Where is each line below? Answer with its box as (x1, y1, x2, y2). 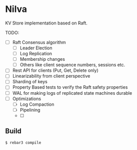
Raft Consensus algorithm (12, 39, 66, 45)
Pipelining (19, 107, 40, 113)
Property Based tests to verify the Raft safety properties (12, 84, 128, 90)
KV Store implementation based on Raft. (5, 20, 87, 26)
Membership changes (19, 56, 65, 62)
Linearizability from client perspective (12, 73, 90, 79)
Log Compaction (19, 101, 54, 107)
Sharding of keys (12, 79, 47, 85)
